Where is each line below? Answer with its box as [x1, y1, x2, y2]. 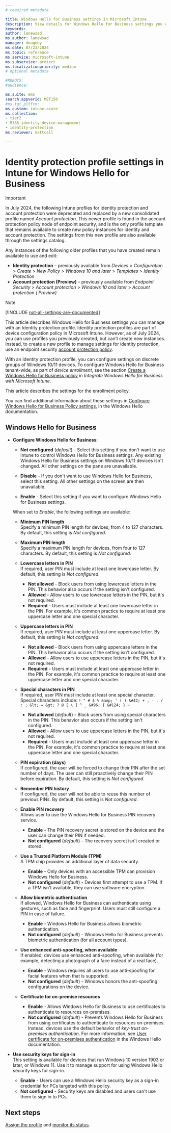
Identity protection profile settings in [5, 156, 164, 168]
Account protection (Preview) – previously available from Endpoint [12, 278, 154, 285]
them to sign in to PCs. [20, 1093, 68, 1099]
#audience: [5, 83, 28, 88]
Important [5, 195, 26, 201]
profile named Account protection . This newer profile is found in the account [5, 215, 166, 222]
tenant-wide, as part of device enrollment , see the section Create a [5, 367, 146, 373]
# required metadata [5, 7, 49, 13]
